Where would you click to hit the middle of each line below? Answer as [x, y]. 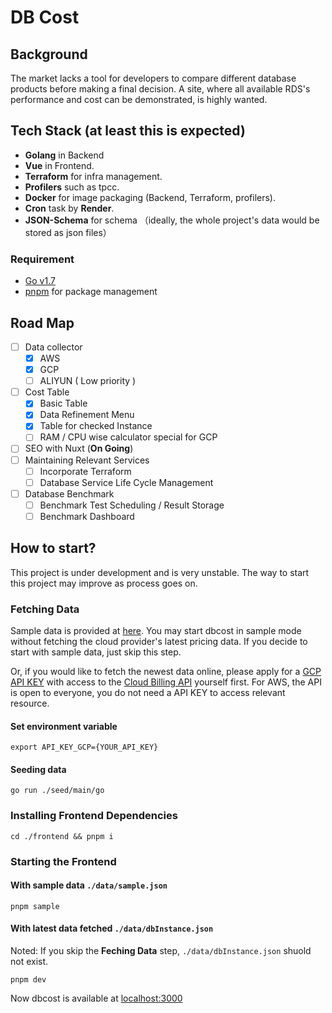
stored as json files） [68, 232]
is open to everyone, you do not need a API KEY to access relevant [148, 693]
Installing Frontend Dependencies [94, 816]
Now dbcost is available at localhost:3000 [96, 998]
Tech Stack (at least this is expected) [128, 131]
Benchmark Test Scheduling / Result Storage [132, 505]
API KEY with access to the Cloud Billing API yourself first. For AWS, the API [166, 682]
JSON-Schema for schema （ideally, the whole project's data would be [172, 220]
